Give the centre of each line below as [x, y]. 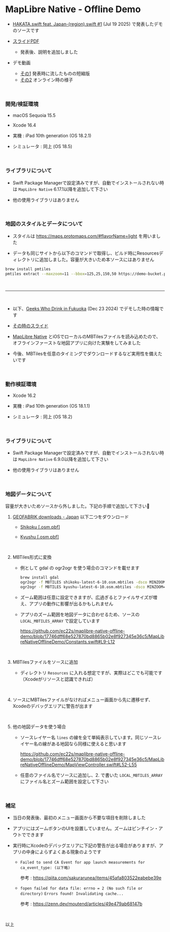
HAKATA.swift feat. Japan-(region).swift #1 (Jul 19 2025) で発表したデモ [88, 24]
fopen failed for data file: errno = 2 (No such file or [81, 888]
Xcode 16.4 [24, 125]
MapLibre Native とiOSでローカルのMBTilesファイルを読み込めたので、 [87, 336]
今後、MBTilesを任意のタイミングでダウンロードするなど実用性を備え [85, 353]
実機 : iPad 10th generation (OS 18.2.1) [52, 136]
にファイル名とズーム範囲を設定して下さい [64, 781]
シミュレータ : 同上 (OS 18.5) [42, 147]
